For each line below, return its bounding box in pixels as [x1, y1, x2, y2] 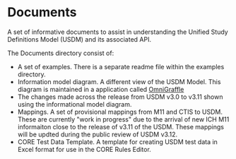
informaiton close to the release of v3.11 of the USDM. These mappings [17, 122, 225, 131]
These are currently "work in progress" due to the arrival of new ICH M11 [17, 114, 230, 124]
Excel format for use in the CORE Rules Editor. [17, 145, 152, 153]
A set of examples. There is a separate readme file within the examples [17, 62, 225, 71]
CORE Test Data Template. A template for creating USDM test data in [17, 137, 218, 146]
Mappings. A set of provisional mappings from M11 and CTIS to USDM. [17, 107, 223, 116]
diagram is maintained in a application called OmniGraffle [17, 85, 184, 93]
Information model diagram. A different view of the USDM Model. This [17, 77, 221, 86]
